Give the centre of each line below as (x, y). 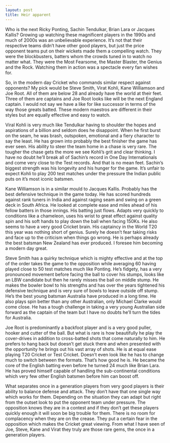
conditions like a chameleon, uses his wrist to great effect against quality (81, 216)
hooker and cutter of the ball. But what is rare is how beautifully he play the (84, 333)
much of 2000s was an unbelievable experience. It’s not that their (74, 40)
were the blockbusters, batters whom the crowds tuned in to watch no (79, 56)
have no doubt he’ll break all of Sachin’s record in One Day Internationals (81, 157)
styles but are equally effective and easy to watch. (58, 115)
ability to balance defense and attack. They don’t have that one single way (83, 391)
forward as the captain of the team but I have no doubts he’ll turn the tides (83, 312)
